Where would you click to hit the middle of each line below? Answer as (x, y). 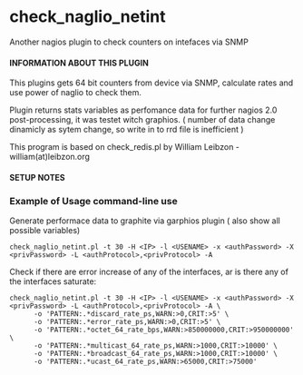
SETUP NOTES (37, 177)
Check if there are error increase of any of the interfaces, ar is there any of (149, 272)
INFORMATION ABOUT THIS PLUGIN (79, 63)
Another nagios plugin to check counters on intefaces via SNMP (129, 42)
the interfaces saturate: (53, 281)
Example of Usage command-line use (94, 201)
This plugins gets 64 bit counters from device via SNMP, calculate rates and (151, 83)
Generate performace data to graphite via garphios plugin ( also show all (145, 221)
